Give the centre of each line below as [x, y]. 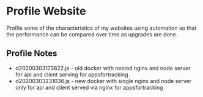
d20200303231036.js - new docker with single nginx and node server [103, 81]
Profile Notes [32, 54]
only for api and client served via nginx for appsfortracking [89, 87]
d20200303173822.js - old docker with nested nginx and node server [103, 68]
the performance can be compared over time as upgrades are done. [92, 34]
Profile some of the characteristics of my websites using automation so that [102, 28]
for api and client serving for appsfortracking [72, 75]
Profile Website [46, 11]
